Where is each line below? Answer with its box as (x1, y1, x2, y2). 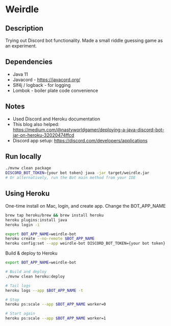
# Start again (5, 311, 36, 316)
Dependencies (5, 58, 53, 66)
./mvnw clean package (5, 166, 52, 171)
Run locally (5, 152, 42, 161)
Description (5, 24, 43, 33)
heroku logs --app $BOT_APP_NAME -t (5, 288, 83, 293)
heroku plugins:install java (5, 217, 67, 222)
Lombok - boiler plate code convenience (12, 87, 99, 93)
